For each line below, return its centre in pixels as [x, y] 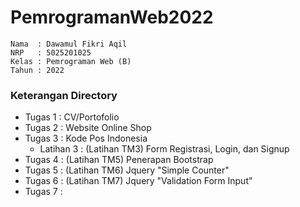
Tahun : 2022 [37, 70]
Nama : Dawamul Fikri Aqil [69, 44]
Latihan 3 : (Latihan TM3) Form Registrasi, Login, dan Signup [164, 149]
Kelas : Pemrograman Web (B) [71, 61]
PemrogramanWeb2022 [112, 17]
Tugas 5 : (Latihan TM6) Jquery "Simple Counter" [127, 170]
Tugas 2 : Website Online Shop [88, 128]
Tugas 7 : [43, 192]
